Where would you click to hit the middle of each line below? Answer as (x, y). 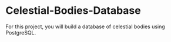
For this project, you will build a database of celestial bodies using (85, 26)
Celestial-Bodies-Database (73, 11)
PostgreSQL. (21, 32)
